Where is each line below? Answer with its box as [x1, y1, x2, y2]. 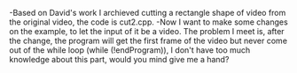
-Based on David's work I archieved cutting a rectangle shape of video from [9, 8, 286, 18]
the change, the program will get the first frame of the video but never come [9, 35, 288, 46]
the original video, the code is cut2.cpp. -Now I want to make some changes [9, 17, 288, 27]
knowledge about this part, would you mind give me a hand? [9, 55, 230, 64]
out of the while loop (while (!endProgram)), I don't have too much [9, 45, 251, 55]
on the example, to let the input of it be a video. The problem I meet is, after [9, 26, 285, 36]
